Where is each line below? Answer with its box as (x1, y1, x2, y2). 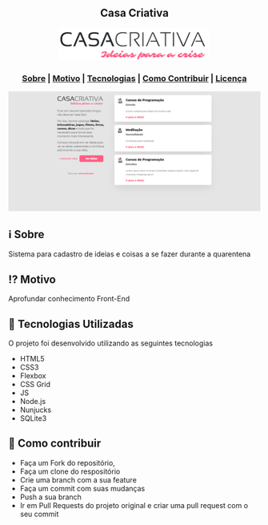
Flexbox (19, 370, 46, 380)
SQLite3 (19, 413, 47, 423)
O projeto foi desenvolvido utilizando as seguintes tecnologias (8, 338, 214, 348)
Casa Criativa (99, 6, 170, 20)
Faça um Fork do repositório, (19, 458, 116, 467)
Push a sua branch (19, 492, 82, 502)
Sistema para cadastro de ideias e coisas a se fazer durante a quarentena (8, 249, 251, 259)
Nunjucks (19, 405, 52, 414)
